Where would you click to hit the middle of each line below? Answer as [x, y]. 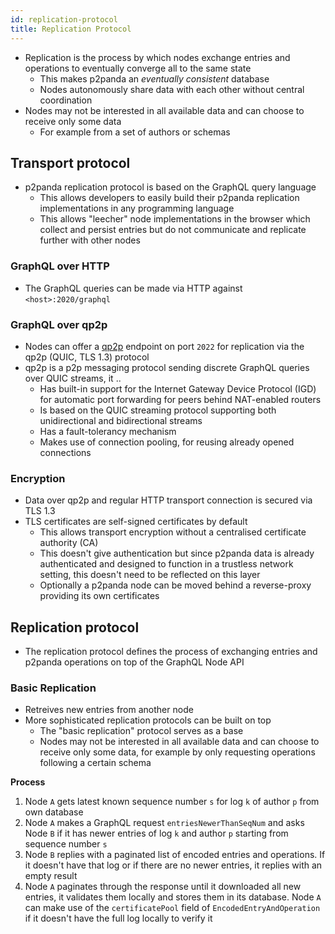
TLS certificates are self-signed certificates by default [136, 522]
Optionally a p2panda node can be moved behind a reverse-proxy [175, 585]
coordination [66, 100]
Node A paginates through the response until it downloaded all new [163, 887]
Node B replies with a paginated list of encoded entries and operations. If [175, 855]
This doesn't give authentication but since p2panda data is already [177, 553]
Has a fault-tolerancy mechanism [108, 431]
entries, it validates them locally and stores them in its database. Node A [173, 897]
